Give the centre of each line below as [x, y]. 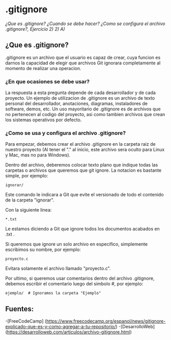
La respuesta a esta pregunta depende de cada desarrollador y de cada [81, 93]
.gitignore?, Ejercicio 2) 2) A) [35, 29]
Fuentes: [20, 309]
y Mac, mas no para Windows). [38, 155]
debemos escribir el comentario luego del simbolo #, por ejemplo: [74, 284]
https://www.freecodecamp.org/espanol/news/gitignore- [106, 321]
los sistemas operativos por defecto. [44, 120]
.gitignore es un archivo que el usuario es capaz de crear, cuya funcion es [83, 57]
